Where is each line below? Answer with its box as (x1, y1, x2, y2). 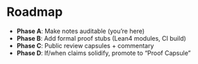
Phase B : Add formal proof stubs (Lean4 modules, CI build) (16, 34, 187, 42)
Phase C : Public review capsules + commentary (16, 41, 154, 50)
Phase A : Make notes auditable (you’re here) (16, 27, 145, 35)
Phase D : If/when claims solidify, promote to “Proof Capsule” (16, 49, 191, 57)
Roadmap (6, 4, 63, 20)
